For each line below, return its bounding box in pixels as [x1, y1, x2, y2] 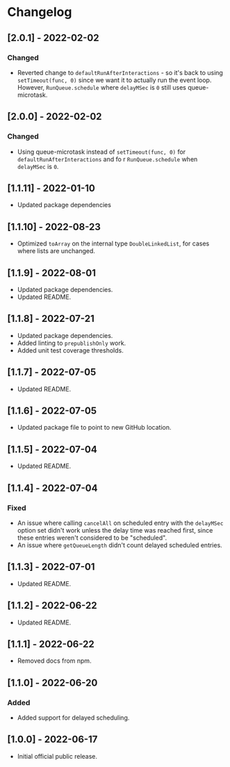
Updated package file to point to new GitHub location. [17, 423, 172, 432]
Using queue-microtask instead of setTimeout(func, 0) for [17, 147, 186, 156]
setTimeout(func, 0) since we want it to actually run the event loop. [17, 76, 212, 84]
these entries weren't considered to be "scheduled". [17, 533, 167, 542]
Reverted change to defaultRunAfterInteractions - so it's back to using [17, 68, 224, 76]
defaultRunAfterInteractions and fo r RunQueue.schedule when [17, 154, 198, 163]
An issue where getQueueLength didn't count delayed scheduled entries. [17, 540, 222, 549]
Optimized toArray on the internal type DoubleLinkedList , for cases [17, 239, 210, 248]
